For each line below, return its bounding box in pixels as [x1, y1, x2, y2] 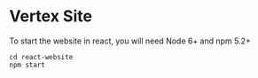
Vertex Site [9, 6, 93, 27]
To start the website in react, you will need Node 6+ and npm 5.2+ [9, 35, 251, 46]
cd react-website [9, 52, 74, 61]
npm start [9, 60, 46, 69]
